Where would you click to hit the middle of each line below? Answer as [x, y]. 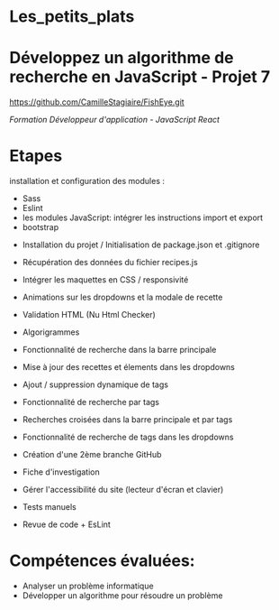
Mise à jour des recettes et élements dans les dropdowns [129, 367]
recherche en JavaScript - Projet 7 [140, 77]
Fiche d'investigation [61, 472]
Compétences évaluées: [102, 561]
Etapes [36, 156]
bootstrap [40, 227]
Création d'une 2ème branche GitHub [92, 455]
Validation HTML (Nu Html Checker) [89, 315]
